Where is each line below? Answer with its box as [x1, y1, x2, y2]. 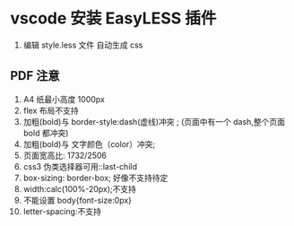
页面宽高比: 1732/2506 [22, 150, 107, 161]
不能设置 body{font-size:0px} [22, 195, 133, 205]
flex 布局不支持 [22, 105, 79, 116]
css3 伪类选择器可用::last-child [22, 161, 138, 171]
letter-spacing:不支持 [22, 205, 101, 216]
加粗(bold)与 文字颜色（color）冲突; [22, 138, 156, 149]
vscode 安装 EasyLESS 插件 [10, 8, 217, 29]
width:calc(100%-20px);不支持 [22, 183, 137, 194]
